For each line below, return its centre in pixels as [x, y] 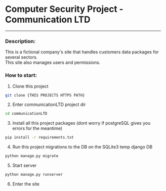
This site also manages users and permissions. [53, 62]
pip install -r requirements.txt [40, 138]
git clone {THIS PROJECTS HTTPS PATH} [45, 95]
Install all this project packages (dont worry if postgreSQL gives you [81, 123]
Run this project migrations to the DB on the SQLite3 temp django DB [82, 147]
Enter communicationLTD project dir [49, 104]
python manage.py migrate [32, 156]
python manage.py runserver [34, 175]
